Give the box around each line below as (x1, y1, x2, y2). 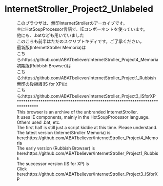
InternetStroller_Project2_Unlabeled (4, 3, 153, 15)
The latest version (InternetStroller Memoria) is (17, 130, 111, 135)
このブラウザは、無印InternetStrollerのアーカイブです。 (17, 20, 128, 26)
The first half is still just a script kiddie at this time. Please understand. (17, 124, 158, 130)
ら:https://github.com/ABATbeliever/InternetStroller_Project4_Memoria (17, 56, 159, 62)
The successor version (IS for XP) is (17, 161, 89, 167)
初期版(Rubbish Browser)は (17, 62, 72, 69)
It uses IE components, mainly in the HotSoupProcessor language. (17, 114, 150, 120)
